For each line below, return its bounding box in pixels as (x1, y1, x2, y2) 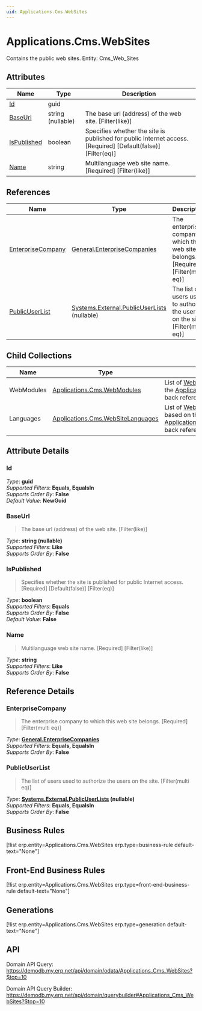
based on (164, 411, 191, 419)
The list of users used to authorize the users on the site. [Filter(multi (20, 777, 189, 785)
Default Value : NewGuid (6, 497, 67, 504)
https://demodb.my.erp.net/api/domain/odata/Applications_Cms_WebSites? (6, 967, 193, 974)
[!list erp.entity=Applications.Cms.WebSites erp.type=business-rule (6, 842, 173, 849)
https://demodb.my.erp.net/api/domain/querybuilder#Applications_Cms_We (6, 991, 194, 998)
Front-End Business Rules (6, 865, 105, 875)
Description (121, 90, 156, 98)
